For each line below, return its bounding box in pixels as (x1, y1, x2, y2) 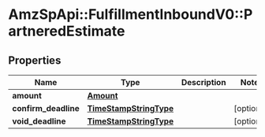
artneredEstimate (8, 22, 125, 40)
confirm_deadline (12, 103, 80, 113)
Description (181, 77, 226, 87)
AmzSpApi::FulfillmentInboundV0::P (8, 6, 253, 24)
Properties (8, 54, 62, 67)
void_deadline (12, 116, 66, 127)
